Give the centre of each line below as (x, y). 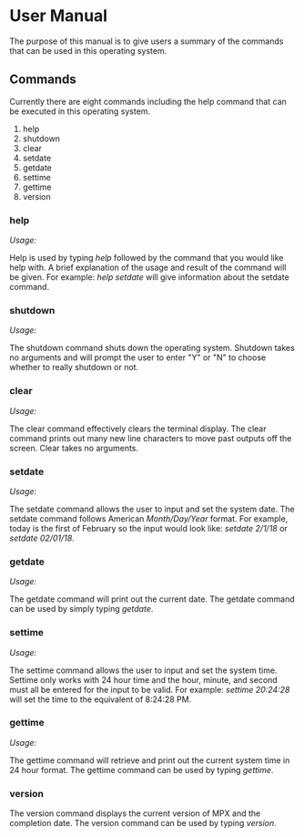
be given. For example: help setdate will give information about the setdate (149, 277)
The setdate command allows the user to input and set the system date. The (152, 509)
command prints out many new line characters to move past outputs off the (151, 438)
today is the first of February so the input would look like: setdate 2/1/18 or (149, 528)
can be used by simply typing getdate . (81, 609)
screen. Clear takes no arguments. (74, 448)
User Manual (58, 16)
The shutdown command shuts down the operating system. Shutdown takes (152, 348)
